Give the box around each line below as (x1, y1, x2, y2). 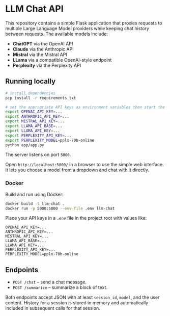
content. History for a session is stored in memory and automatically (5, 300, 149, 306)
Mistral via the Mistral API (12, 51, 67, 58)
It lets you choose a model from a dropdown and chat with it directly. (5, 167, 149, 173)
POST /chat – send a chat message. (12, 279, 87, 285)
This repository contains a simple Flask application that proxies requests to (5, 20, 162, 26)
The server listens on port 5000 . (5, 151, 71, 158)
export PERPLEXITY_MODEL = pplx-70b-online (5, 138, 95, 143)
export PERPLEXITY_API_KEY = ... (5, 133, 72, 138)
